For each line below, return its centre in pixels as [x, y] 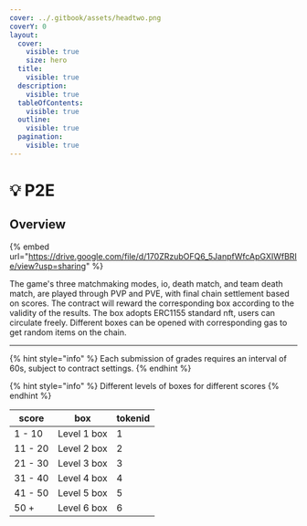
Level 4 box [83, 478]
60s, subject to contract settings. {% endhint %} [101, 368]
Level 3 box [83, 463]
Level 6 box [83, 508]
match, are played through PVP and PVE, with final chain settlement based [149, 293]
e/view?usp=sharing [48, 266]
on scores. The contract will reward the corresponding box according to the [152, 303]
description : [42, 86]
